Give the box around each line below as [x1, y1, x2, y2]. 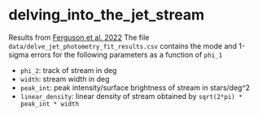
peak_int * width [20, 100, 80, 108]
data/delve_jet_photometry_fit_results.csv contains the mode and [8, 41, 238, 50]
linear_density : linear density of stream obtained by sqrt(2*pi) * [20, 91, 243, 101]
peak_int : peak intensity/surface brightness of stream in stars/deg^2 [20, 83, 251, 92]
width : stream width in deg [20, 74, 110, 84]
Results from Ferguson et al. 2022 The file [8, 32, 150, 42]
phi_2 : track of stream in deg [20, 65, 117, 75]
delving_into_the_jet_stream [8, 6, 205, 24]
